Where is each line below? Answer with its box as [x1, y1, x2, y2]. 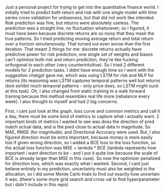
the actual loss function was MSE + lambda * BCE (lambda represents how [5, 145, 157, 151]
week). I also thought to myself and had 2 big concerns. [5, 99, 118, 104]
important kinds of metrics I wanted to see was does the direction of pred [5, 118, 154, 124]
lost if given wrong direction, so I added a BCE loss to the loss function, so [5, 140, 156, 145]
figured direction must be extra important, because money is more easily [5, 134, 153, 140]
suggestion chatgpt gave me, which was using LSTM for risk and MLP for [5, 73, 154, 78]
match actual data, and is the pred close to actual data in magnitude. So [5, 124, 151, 130]
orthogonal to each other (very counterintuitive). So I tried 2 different [5, 62, 145, 68]
